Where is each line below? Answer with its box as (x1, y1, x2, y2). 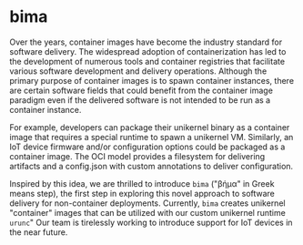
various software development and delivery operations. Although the (9, 66, 268, 77)
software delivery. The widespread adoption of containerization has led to (9, 46, 287, 56)
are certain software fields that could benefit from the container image (9, 85, 273, 96)
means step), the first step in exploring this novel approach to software (9, 188, 276, 199)
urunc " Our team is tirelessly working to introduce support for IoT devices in (9, 217, 293, 228)
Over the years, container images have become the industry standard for (9, 36, 283, 47)
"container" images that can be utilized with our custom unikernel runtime (9, 207, 287, 218)
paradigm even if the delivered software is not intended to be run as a (9, 94, 271, 106)
